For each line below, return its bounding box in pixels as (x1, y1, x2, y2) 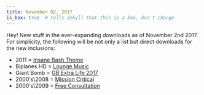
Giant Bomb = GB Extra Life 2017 (15, 69, 98, 76)
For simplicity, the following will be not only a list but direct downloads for (6, 38, 192, 45)
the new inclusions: (6, 44, 55, 52)
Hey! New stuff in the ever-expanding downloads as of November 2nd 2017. (6, 31, 198, 38)
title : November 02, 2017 (6, 9, 73, 15)
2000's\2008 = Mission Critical (15, 76, 95, 83)
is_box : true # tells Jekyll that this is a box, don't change (6, 15, 175, 21)
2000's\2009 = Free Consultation (15, 82, 100, 89)
